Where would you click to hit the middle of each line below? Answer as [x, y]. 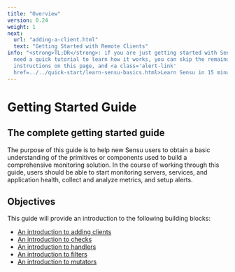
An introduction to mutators [57, 262]
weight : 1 [22, 27]
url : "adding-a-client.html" [56, 40]
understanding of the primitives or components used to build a [97, 157]
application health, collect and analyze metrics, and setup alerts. [100, 179]
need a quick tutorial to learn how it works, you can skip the [109, 60]
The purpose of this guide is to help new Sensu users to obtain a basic [109, 150]
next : [15, 33]
